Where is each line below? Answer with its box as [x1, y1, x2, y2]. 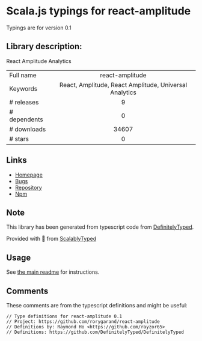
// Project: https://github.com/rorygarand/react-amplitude [6, 319, 161, 325]
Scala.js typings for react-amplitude [6, 4, 191, 18]
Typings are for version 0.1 [6, 24, 72, 31]
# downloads [9, 125, 46, 133]
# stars [9, 134, 29, 143]
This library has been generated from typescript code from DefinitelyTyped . [6, 223, 194, 231]
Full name [9, 71, 37, 79]
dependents [9, 115, 43, 124]
